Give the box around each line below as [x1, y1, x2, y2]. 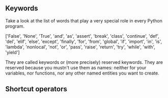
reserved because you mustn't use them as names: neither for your [5, 64, 147, 70]
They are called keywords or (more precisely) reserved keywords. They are [5, 59, 163, 65]
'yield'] [5, 49, 20, 55]
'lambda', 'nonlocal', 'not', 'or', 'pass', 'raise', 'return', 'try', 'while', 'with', [5, 43, 155, 50]
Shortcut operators [5, 85, 68, 93]
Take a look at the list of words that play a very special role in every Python [5, 17, 163, 23]
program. [5, 23, 25, 29]
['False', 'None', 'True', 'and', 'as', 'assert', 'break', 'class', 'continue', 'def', [5, 33, 159, 39]
